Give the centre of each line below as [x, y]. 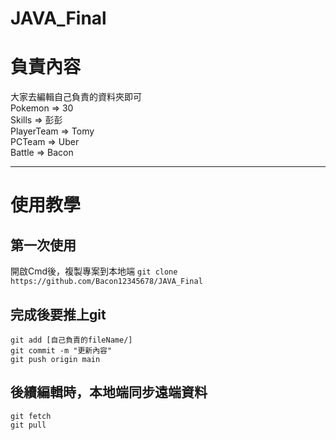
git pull [28, 425]
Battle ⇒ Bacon [42, 153]
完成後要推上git [58, 314]
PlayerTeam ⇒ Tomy [52, 131]
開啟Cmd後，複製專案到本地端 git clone [94, 271]
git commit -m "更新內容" [61, 350]
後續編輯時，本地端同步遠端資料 [109, 392]
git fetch [31, 416]
